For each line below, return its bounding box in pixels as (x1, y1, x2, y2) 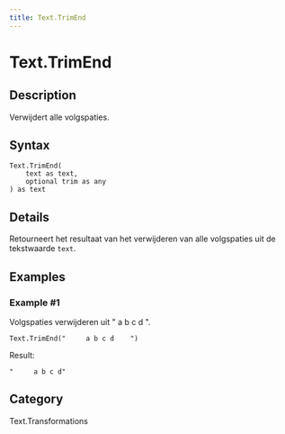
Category (9, 392, 64, 407)
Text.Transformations (9, 415, 88, 426)
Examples (9, 269, 66, 285)
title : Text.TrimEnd (9, 13, 87, 23)
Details (9, 209, 49, 225)
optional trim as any (25, 177, 106, 186)
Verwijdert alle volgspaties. (9, 112, 110, 122)
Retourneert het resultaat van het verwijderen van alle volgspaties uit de (9, 233, 276, 244)
